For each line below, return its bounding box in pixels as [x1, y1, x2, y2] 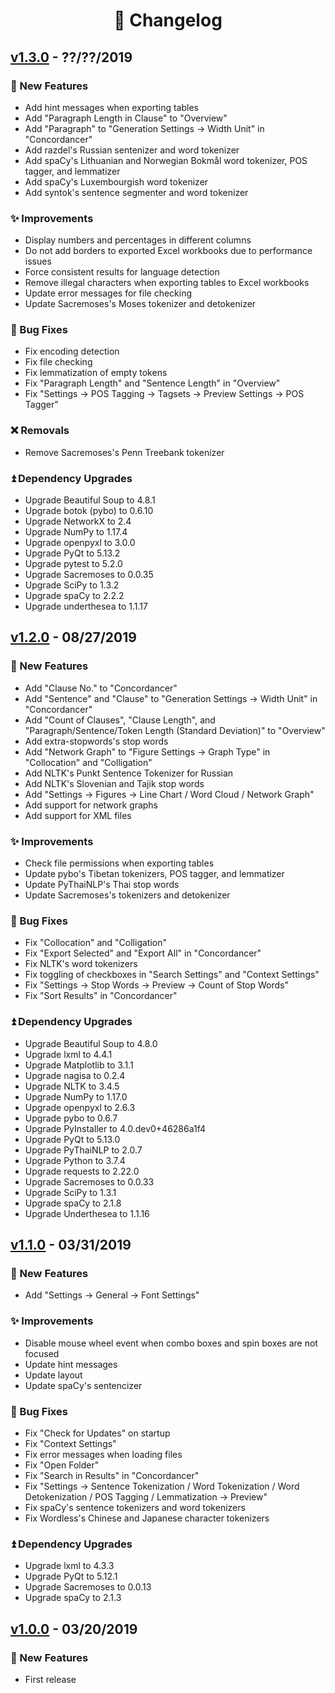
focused [24, 1347, 60, 1359]
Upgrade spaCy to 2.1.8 [24, 1197, 122, 1209]
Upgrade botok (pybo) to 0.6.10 [24, 505, 154, 517]
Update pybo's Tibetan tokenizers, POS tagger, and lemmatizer [24, 868, 285, 880]
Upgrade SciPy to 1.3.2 [24, 579, 120, 591]
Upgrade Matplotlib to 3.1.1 [24, 1059, 134, 1071]
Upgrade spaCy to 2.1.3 [24, 1592, 122, 1604]
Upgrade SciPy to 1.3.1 [24, 1186, 117, 1198]
